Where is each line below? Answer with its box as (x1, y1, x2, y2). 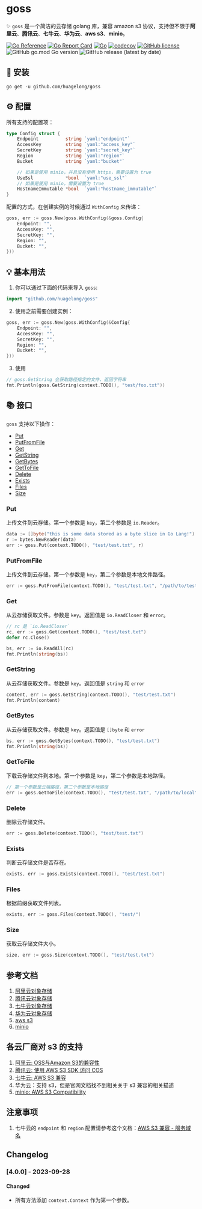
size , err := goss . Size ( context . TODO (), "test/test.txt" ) (6, 952, 155, 958)
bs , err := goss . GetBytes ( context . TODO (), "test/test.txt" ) (6, 738, 161, 744)
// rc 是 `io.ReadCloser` (6, 624, 70, 630)
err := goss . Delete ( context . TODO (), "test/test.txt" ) (6, 830, 144, 836)
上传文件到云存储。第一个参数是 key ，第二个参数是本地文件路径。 (6, 570, 169, 578)
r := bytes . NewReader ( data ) (6, 537, 77, 543)
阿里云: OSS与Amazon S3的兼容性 (14, 1059, 100, 1066)
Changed (6, 1183, 30, 1190)
